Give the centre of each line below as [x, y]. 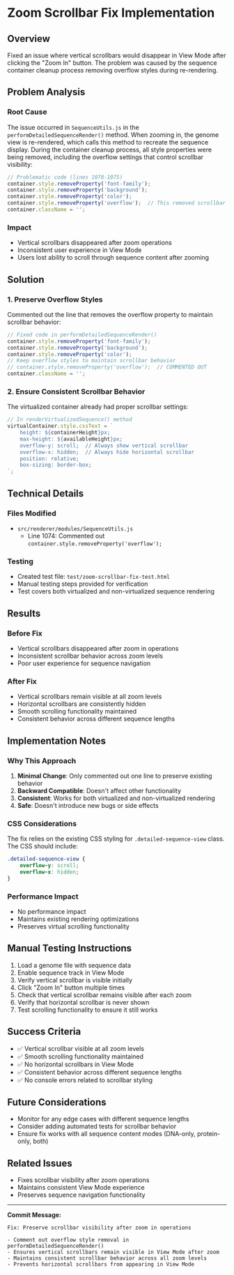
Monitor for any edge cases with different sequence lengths [103, 1119]
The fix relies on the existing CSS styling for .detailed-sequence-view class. [116, 839]
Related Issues [40, 1163]
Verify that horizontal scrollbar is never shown [83, 1002]
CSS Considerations [42, 823]
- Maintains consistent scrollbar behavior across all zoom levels [107, 1258]
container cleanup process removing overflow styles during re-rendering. [112, 70]
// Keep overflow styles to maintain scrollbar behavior [92, 361]
